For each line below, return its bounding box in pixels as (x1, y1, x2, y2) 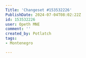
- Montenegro (5, 41, 33, 46)
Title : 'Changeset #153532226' (5, 7, 72, 13)
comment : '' (5, 26, 31, 32)
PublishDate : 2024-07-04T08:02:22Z (5, 12, 81, 17)
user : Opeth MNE (5, 21, 40, 27)
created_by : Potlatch (5, 31, 52, 36)
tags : (5, 36, 17, 41)
